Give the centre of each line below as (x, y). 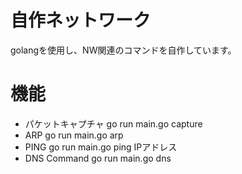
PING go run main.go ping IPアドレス (101, 147)
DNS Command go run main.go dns (98, 158)
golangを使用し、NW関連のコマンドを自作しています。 (123, 50)
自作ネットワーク (81, 20)
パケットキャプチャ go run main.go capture (113, 123)
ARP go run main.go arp (74, 135)
